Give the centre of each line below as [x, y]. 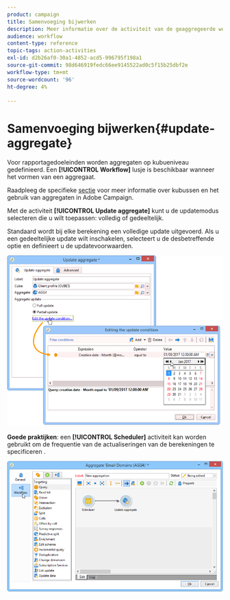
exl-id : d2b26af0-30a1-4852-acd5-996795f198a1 [75, 58]
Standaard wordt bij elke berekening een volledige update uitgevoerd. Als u [113, 231]
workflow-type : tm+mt [38, 72]
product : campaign [33, 14]
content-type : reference [42, 44]
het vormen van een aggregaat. [51, 177]
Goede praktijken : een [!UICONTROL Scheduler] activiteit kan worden [107, 437]
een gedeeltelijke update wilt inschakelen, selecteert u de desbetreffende [111, 239]
